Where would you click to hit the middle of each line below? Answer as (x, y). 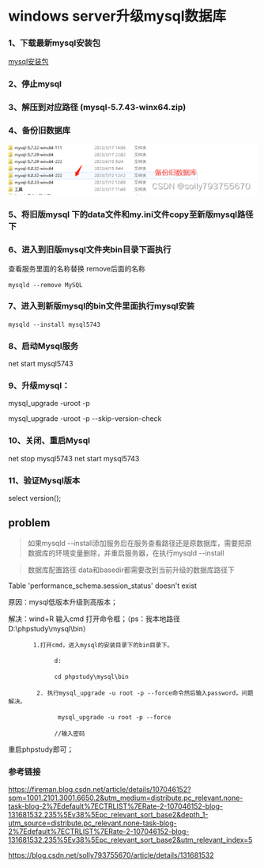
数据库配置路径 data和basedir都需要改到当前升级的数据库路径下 (131, 570)
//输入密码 (70, 733)
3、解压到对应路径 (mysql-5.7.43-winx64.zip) (97, 108)
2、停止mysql (35, 84)
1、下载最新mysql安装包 (55, 43)
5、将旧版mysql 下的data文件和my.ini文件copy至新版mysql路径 (131, 214)
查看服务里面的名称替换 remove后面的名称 (77, 268)
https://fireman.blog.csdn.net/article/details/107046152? (100, 790)
